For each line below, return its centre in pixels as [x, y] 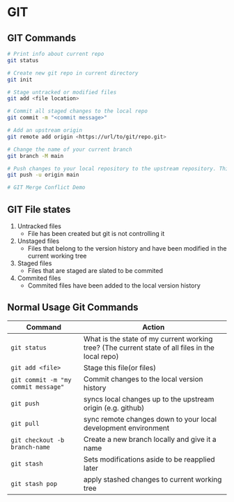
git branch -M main [36, 156]
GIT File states [39, 209]
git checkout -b [38, 440]
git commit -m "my [41, 380]
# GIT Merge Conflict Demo [46, 188]
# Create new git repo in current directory [73, 73]
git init [20, 80]
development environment [126, 428]
